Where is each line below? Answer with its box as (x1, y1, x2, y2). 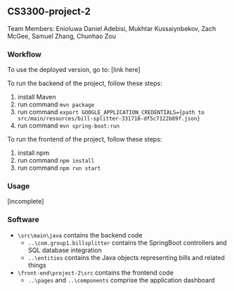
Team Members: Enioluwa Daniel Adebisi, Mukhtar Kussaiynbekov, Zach (7, 24, 216, 32)
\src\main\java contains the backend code (17, 230, 143, 239)
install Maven (17, 93, 56, 101)
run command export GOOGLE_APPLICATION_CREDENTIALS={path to (17, 108, 205, 116)
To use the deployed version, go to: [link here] (7, 66, 141, 74)
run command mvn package (17, 100, 95, 109)
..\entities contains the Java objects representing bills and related (27, 253, 225, 261)
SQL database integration (27, 246, 102, 254)
